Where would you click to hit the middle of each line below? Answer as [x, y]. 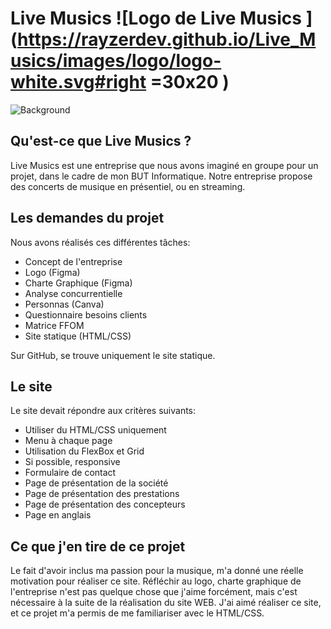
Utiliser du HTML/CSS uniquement [95, 430]
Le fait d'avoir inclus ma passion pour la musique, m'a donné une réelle [157, 571]
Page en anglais [58, 515]
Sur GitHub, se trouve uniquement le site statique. [113, 355]
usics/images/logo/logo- [116, 61]
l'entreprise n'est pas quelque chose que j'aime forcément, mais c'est [154, 592]
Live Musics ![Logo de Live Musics [156, 18]
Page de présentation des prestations [102, 494]
